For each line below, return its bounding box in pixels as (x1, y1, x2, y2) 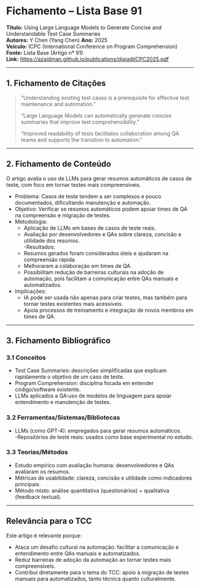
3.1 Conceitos (6, 353, 46, 361)
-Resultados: (23, 243, 55, 251)
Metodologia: (14, 218, 48, 225)
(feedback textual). (14, 493, 62, 501)
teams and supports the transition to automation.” (20, 136, 143, 143)
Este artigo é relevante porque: (6, 531, 82, 539)
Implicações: (14, 287, 46, 295)
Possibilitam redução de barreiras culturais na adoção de (23, 268, 164, 276)
